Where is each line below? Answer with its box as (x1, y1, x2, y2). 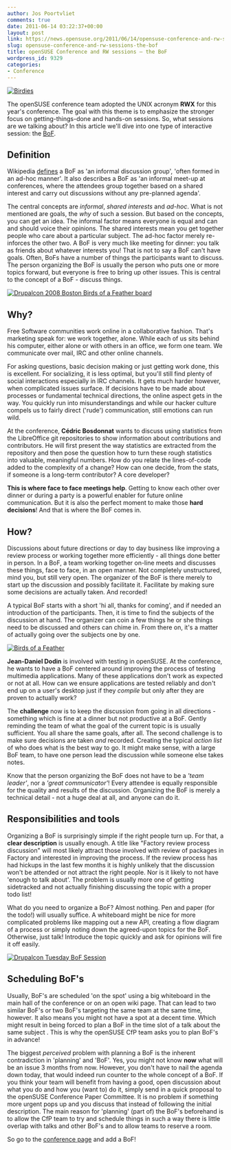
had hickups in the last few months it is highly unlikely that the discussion (7, 860, 215, 869)
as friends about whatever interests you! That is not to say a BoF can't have (7, 246, 221, 254)
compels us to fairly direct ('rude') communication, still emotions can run (7, 406, 213, 415)
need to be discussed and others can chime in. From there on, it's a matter (7, 623, 219, 631)
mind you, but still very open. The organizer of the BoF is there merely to (7, 573, 213, 581)
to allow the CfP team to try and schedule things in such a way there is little (7, 1114, 221, 1122)
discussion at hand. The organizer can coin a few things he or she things (7, 616, 213, 624)
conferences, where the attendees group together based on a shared (7, 182, 203, 190)
